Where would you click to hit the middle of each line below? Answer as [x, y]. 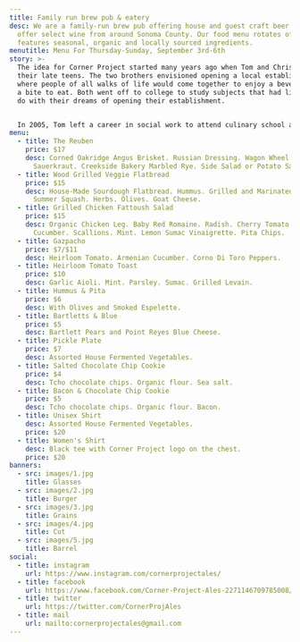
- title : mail [43, 615]
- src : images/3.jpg [55, 507]
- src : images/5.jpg [55, 541]
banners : [25, 466]
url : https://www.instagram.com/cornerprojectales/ [123, 573]
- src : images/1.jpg [55, 474]
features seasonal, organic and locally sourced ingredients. [135, 42]
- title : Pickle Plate [59, 341]
